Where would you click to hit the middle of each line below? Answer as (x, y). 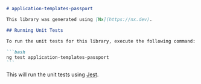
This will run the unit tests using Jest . (53, 74)
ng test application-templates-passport (58, 58)
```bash (16, 52)
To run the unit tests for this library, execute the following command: (101, 41)
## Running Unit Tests (35, 30)
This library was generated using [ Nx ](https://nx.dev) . (79, 19)
